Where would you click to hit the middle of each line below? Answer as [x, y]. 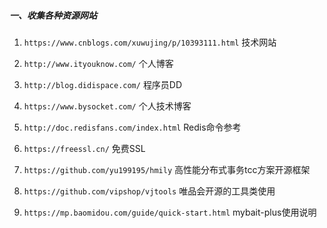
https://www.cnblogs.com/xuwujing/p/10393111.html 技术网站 [150, 42]
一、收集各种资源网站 [53, 15]
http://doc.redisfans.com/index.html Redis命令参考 [132, 127]
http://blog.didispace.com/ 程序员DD [103, 84]
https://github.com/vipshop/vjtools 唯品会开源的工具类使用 [149, 191]
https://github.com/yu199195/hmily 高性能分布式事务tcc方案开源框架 [167, 169]
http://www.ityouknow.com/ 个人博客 [98, 63]
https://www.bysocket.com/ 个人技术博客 [107, 106]
